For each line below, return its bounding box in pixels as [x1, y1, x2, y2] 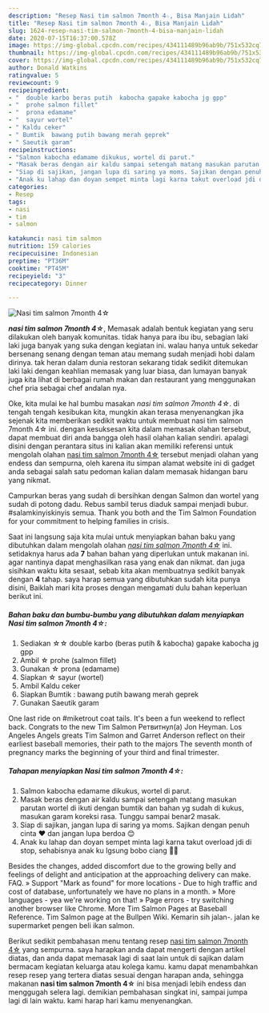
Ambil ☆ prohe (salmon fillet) [19, 656, 117, 665]
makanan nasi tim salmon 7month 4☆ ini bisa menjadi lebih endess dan [8, 979, 247, 989]
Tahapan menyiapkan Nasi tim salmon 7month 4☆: [8, 766, 184, 775]
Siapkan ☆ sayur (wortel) [19, 673, 104, 682]
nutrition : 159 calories [8, 242, 91, 251]
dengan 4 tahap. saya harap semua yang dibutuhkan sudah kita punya [8, 574, 241, 585]
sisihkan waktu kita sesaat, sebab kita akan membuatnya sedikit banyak [8, 566, 246, 576]
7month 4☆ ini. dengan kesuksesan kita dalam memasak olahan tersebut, [8, 424, 251, 434]
